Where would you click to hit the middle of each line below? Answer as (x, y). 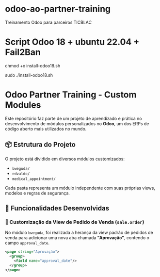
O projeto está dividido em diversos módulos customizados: (65, 159)
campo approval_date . (27, 243)
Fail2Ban (23, 52)
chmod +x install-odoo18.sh (33, 65)
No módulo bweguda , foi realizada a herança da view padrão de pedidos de (79, 233)
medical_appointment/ (34, 179)
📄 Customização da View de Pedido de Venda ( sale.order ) (75, 222)
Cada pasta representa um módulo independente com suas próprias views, (80, 188)
